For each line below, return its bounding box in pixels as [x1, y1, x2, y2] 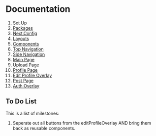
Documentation [5, 3, 71, 15]
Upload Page [12, 62, 39, 68]
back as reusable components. [12, 125, 76, 131]
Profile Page [12, 67, 38, 73]
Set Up [12, 20, 27, 26]
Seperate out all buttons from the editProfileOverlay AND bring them [12, 120, 152, 126]
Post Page [12, 78, 34, 84]
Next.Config [12, 30, 37, 36]
